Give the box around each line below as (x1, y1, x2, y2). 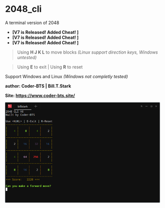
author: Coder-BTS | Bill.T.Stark (5, 83, 71, 89)
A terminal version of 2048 (5, 20, 59, 26)
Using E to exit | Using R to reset (17, 64, 83, 70)
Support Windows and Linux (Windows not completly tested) (5, 73, 128, 79)
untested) (17, 54, 37, 60)
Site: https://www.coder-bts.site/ (5, 92, 75, 98)
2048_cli (5, 3, 42, 15)
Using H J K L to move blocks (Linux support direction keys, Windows (17, 49, 158, 55)
